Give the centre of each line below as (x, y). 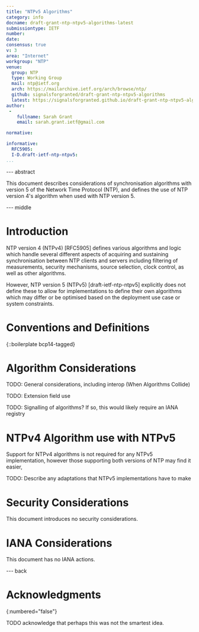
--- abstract (21, 172)
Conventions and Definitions (78, 327)
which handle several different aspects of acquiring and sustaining (87, 254)
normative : (20, 133)
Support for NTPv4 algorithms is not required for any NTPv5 (79, 454)
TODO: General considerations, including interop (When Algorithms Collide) (98, 385)
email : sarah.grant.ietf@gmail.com (61, 122)
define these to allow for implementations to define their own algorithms (94, 291)
